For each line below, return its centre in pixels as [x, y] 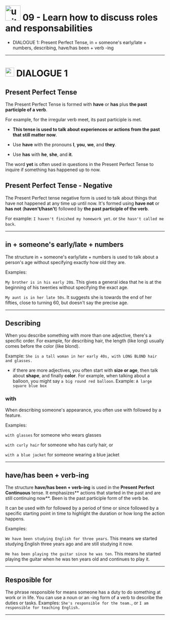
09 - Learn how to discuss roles [90, 18]
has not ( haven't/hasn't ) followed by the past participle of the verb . [77, 209]
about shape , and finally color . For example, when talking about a [81, 376]
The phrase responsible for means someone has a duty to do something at [83, 592]
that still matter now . [35, 135]
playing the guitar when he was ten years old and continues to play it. [78, 559]
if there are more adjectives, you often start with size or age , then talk [85, 370]
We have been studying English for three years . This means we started [81, 539]
